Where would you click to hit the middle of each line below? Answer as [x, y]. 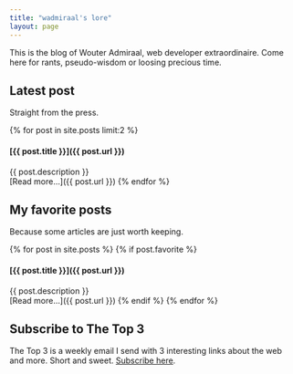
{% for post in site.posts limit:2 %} [74, 130]
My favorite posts [61, 209]
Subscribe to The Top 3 [77, 329]
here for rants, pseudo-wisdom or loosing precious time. [115, 62]
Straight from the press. [54, 113]
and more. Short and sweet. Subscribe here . [93, 360]
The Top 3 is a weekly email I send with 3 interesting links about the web [146, 351]
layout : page [34, 26]
